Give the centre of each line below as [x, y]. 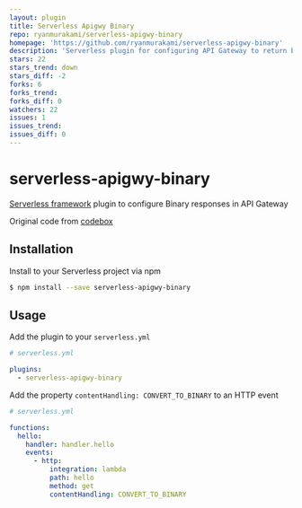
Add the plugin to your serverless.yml [80, 337]
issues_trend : [36, 127]
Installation [41, 249]
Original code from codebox [62, 221]
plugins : [26, 370]
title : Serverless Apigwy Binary [72, 26]
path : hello [71, 478]
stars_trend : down [44, 68]
